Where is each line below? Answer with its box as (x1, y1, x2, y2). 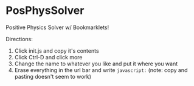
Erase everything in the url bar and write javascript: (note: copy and (14, 66, 188, 73)
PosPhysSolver (5, 4, 85, 18)
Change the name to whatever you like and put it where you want (14, 60, 178, 67)
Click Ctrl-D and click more (14, 53, 83, 61)
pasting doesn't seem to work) (14, 73, 92, 80)
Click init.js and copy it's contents (14, 47, 99, 55)
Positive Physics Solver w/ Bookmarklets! (5, 24, 109, 31)
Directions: (5, 35, 33, 42)
